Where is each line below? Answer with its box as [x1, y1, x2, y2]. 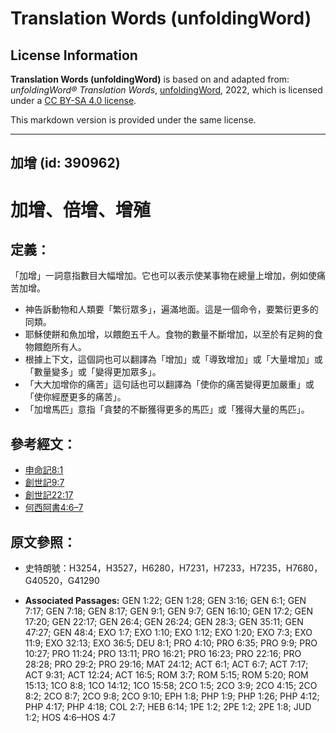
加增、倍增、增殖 [10, 198, 152, 221]
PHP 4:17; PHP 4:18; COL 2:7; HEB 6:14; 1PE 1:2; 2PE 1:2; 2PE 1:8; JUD [24, 701, 312, 713]
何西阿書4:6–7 [24, 502, 84, 514]
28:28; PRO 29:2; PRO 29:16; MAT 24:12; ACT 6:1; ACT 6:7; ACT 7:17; [24, 658, 309, 671]
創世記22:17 [24, 489, 74, 501]
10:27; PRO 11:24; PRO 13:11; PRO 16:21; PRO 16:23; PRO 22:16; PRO [24, 648, 302, 660]
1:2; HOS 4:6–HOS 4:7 [24, 712, 117, 724]
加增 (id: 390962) [10, 155, 121, 172]
